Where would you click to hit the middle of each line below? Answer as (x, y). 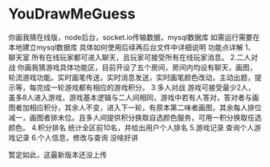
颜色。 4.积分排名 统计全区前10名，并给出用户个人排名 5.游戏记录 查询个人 (131, 127)
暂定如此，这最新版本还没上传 (57, 154)
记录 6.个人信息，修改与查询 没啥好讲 (77, 137)
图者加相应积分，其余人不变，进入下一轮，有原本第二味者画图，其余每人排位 (135, 107)
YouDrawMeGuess (72, 14)
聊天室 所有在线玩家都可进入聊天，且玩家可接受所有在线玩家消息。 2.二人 (130, 57)
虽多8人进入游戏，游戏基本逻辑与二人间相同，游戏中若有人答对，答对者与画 (134, 97)
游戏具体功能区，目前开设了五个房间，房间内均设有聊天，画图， (151, 67)
